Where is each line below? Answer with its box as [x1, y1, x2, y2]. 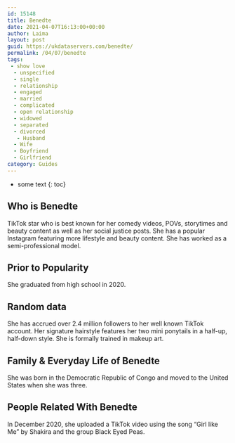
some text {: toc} [17, 180, 67, 188]
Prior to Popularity [7, 262, 89, 274]
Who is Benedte [7, 200, 79, 212]
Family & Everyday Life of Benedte [7, 354, 160, 366]
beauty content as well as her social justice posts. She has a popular [7, 226, 206, 235]
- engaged [13, 89, 42, 96]
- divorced [13, 128, 46, 135]
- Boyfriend [13, 148, 49, 155]
